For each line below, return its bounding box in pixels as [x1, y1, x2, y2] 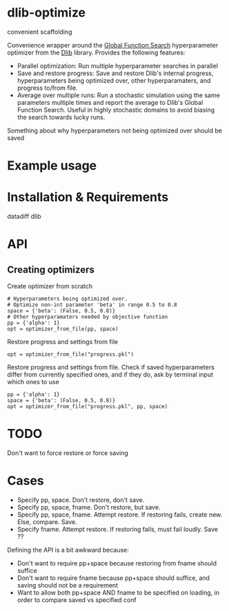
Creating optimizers [7, 263, 94, 275]
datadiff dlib [7, 212, 41, 221]
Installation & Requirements [7, 190, 169, 205]
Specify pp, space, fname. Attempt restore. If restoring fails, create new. [17, 510, 223, 519]
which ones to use [7, 378, 60, 386]
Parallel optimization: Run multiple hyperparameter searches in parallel [17, 61, 219, 70]
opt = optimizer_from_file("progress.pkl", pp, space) [7, 403, 168, 410]
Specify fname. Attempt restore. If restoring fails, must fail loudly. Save [17, 525, 219, 533]
